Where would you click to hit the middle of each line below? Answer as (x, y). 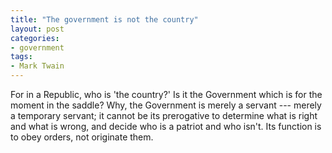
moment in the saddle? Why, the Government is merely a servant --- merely (166, 105)
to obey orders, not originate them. (82, 137)
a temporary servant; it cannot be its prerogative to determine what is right (164, 115)
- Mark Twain (37, 66)
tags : (21, 57)
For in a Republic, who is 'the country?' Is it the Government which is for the (166, 94)
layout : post (37, 29)
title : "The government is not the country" (104, 19)
